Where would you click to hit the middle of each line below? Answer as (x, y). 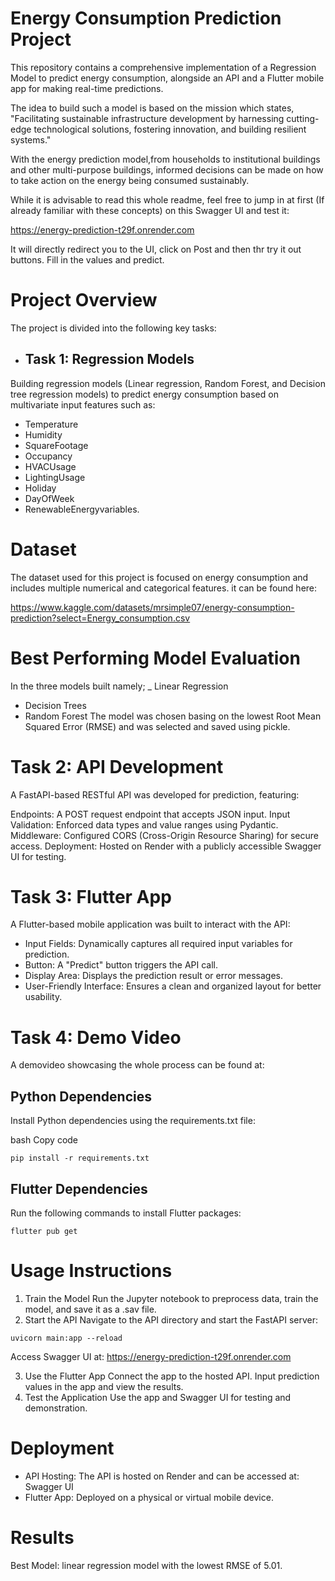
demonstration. (56, 1408)
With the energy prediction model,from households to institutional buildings (165, 159)
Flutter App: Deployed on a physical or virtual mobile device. (149, 1497)
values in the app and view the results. (104, 1386)
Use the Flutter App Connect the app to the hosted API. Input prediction (172, 1376)
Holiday (40, 488)
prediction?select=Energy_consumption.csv (100, 618)
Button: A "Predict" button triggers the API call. (121, 965)
